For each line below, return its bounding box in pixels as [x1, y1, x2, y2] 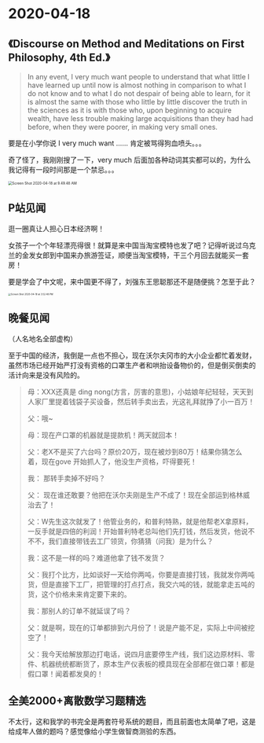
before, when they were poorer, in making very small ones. [27, 123, 218, 131]
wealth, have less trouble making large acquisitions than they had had [27, 114, 254, 123]
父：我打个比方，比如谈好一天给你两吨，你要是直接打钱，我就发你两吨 [27, 569, 255, 579]
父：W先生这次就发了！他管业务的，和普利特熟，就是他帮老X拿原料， [27, 517, 253, 526]
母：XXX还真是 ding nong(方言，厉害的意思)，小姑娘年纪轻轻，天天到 [27, 387, 254, 396]
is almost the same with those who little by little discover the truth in [27, 97, 247, 106]
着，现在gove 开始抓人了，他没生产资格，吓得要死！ [27, 457, 198, 466]
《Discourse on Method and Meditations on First [8, 37, 245, 50]
